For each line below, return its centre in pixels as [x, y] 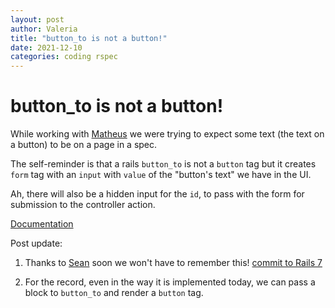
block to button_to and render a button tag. [114, 293]
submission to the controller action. [83, 205]
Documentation [42, 224]
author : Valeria [44, 29]
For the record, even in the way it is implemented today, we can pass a [170, 282]
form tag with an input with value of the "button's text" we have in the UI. [161, 175]
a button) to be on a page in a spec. [84, 145]
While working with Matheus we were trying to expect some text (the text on [167, 134]
